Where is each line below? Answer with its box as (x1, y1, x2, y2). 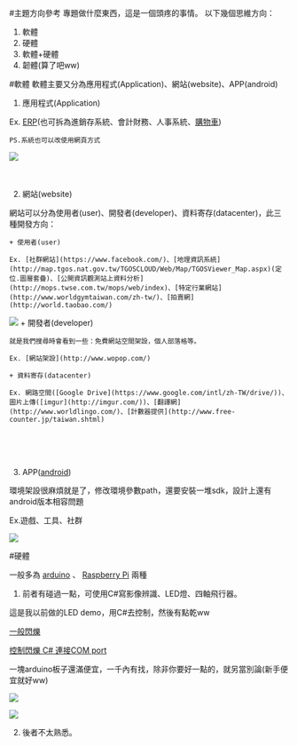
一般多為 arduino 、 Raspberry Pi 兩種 (9, 569, 148, 580)
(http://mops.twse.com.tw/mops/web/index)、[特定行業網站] (9, 283, 223, 292)
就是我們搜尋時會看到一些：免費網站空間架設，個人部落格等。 (9, 337, 201, 345)
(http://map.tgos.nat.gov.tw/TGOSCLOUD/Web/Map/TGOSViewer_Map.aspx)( (9, 265, 276, 274)
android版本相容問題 (9, 496, 84, 506)
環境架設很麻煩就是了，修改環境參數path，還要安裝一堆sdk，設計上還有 (9, 485, 272, 496)
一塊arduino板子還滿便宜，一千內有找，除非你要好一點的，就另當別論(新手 (9, 664, 281, 674)
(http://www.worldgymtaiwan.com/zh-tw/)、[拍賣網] (9, 293, 195, 302)
